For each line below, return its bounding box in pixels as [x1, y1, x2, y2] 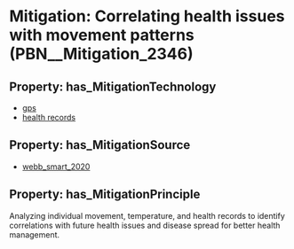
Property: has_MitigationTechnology [9, 79, 217, 94]
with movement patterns [9, 25, 195, 45]
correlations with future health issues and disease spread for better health [9, 220, 281, 230]
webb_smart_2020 [21, 161, 91, 172]
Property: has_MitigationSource [9, 137, 191, 152]
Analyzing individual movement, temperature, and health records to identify [9, 210, 286, 221]
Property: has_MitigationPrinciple [9, 187, 201, 202]
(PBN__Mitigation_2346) [9, 44, 194, 64]
